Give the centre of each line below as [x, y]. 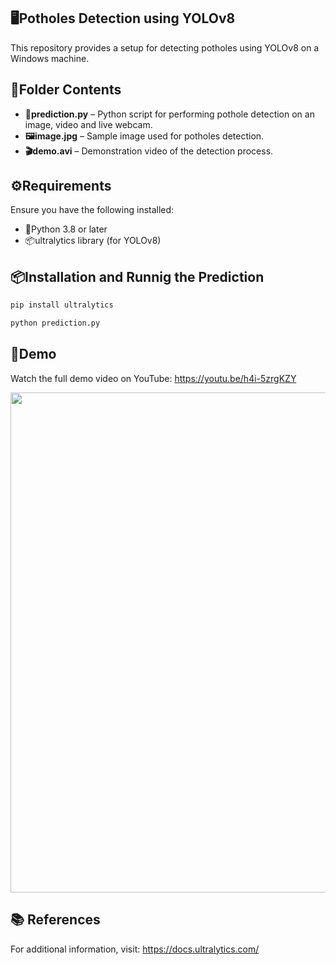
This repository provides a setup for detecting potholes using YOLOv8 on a [165, 47]
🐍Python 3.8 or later [66, 229]
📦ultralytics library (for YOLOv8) [93, 241]
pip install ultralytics [62, 305]
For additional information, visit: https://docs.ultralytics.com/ [135, 949]
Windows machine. [50, 58]
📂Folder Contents [66, 90]
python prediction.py [55, 323]
